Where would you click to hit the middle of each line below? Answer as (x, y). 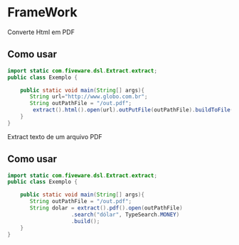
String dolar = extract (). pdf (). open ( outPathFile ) (106, 208)
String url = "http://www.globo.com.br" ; (89, 97)
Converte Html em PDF (41, 32)
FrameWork (42, 12)
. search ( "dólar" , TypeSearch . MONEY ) (125, 214)
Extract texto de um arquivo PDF (55, 136)
